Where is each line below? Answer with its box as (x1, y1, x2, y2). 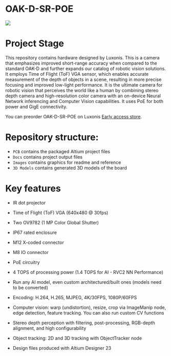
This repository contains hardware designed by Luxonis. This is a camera (5, 54, 160, 60)
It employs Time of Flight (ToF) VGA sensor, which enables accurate (5, 71, 149, 77)
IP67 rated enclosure (12, 229, 57, 236)
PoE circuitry (12, 259, 40, 265)
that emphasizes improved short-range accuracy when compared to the (5, 60, 157, 66)
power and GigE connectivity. (5, 103, 68, 110)
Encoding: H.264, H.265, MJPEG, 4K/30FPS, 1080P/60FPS (12, 294, 137, 300)
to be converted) (12, 284, 49, 290)
